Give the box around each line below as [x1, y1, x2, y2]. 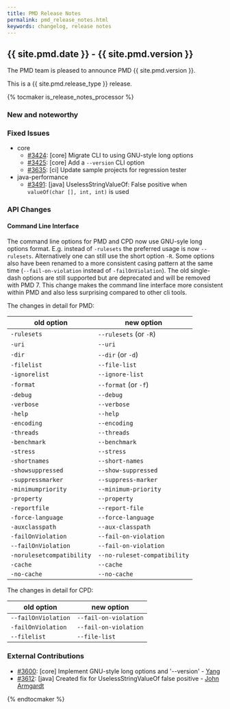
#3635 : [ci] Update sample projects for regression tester [27, 166, 187, 174]
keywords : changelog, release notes [7, 23, 112, 29]
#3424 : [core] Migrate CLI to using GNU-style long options [27, 152, 194, 160]
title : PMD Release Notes [7, 10, 81, 17]
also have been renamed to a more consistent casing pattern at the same [7, 259, 214, 267]
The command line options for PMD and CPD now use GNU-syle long [7, 237, 203, 245]
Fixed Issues [7, 128, 50, 138]
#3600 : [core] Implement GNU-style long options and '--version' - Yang [16, 666, 220, 675]
